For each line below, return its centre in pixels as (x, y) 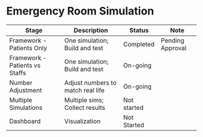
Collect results (85, 107)
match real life (84, 90)
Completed (139, 44)
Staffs (18, 72)
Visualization (82, 121)
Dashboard (25, 121)
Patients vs (25, 65)
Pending (173, 40)
